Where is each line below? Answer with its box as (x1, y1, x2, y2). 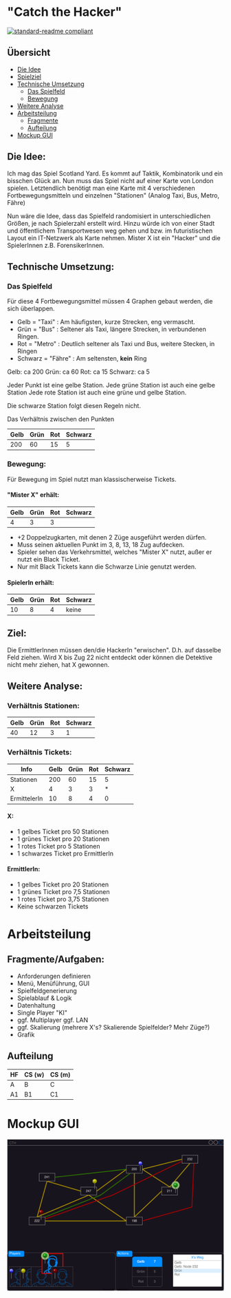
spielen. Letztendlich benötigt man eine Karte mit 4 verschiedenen (7, 184, 196, 192)
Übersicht (7, 47, 51, 58)
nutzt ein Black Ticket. (16, 555, 80, 564)
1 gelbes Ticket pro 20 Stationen (16, 880, 109, 889)
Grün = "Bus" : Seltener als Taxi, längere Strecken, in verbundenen (16, 325, 206, 334)
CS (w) (23, 1071, 45, 1079)
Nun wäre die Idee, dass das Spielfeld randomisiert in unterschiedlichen (7, 211, 211, 220)
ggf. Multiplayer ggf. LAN (16, 1016, 89, 1024)
